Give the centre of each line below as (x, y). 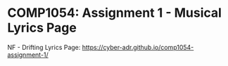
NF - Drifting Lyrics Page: (44, 47)
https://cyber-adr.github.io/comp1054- (138, 47)
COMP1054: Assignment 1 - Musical (114, 13)
